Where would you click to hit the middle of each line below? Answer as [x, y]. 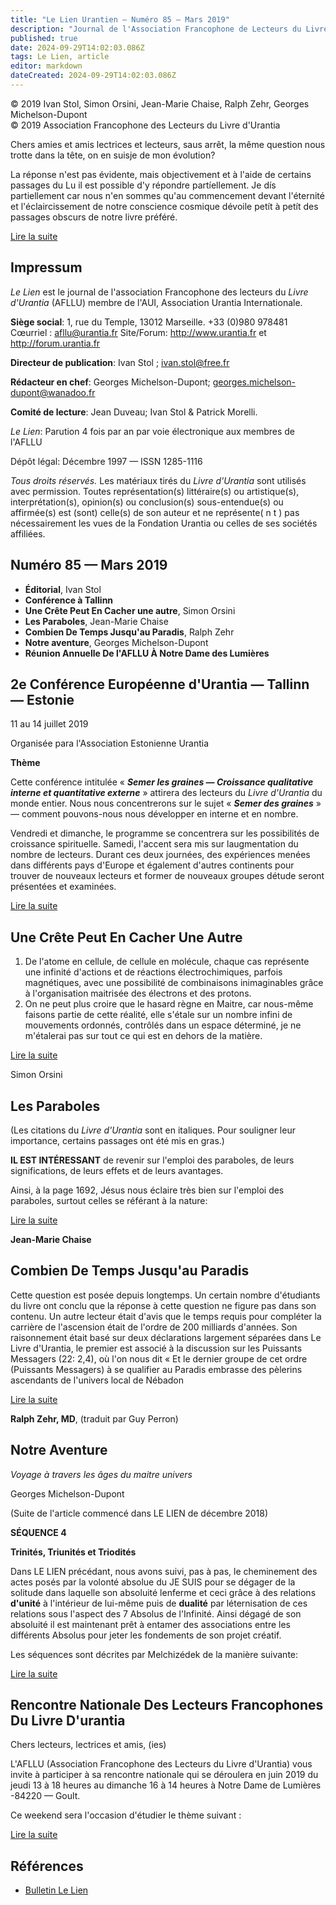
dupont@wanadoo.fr [53, 392]
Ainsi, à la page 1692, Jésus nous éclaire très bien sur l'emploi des [147, 1190]
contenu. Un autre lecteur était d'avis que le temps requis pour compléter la [166, 1316]
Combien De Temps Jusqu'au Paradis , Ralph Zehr [129, 632]
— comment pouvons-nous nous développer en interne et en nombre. [154, 814]
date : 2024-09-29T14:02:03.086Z [77, 47]
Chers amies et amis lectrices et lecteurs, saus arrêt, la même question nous [168, 144]
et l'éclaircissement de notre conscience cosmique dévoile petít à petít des [164, 206]
